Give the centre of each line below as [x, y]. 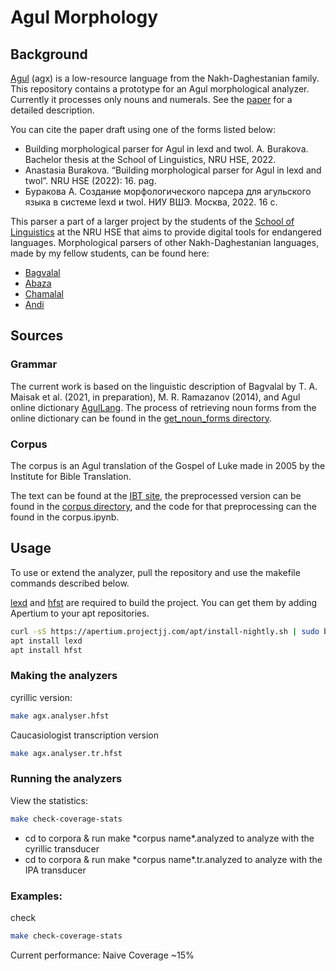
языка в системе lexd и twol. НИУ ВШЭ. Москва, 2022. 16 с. [151, 202]
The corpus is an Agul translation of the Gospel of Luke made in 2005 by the [168, 465]
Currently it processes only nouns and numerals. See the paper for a [151, 99]
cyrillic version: [41, 697]
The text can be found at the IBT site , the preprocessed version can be [156, 495]
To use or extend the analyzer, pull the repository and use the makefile [155, 572]
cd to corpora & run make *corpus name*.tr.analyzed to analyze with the [173, 859]
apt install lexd [46, 641]
